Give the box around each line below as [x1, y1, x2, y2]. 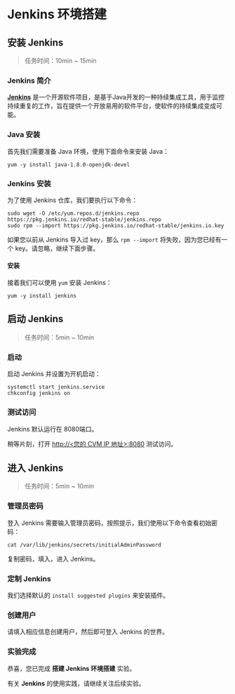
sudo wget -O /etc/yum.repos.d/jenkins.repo [7, 210, 140, 217]
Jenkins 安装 [7, 178, 51, 188]
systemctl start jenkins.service [7, 384, 105, 391]
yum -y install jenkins [7, 293, 77, 300]
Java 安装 [7, 130, 41, 140]
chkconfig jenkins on [7, 390, 71, 397]
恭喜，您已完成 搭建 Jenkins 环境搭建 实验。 [7, 664, 136, 672]
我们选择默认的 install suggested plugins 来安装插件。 [7, 591, 170, 599]
